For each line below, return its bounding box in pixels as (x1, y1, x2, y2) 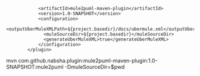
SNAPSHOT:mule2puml (6, 64, 64, 70)
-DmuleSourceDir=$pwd (64, 64, 125, 70)
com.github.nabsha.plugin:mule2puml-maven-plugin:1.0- (18, 57, 158, 64)
